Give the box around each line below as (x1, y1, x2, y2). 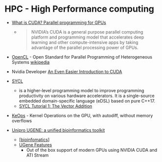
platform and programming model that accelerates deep (31, 34, 144, 40)
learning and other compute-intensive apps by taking (31, 39, 139, 45)
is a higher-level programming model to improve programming (19, 87, 144, 93)
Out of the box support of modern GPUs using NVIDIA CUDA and (26, 147, 158, 153)
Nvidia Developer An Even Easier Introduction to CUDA (11, 68, 122, 74)
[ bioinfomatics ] (19, 137, 50, 142)
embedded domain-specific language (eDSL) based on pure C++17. (19, 98, 155, 103)
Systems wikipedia (11, 59, 50, 65)
